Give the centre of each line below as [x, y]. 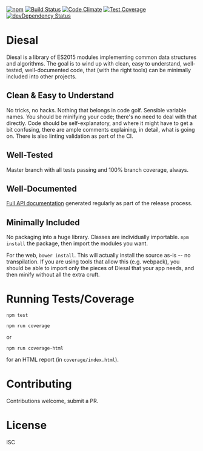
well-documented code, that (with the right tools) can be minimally [108, 70]
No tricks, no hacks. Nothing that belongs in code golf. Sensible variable [96, 110]
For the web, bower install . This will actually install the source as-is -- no [98, 256]
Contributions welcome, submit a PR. [52, 401]
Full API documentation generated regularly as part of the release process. [99, 203]
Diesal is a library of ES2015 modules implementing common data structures [101, 57]
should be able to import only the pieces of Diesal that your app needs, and [100, 268]
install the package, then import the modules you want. [77, 243]
